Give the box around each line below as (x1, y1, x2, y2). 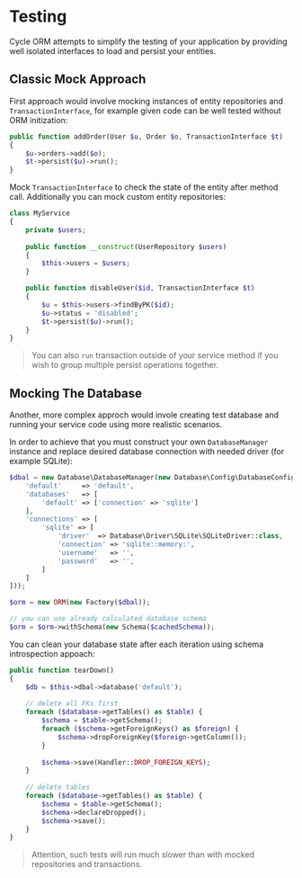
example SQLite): (9, 456, 74, 467)
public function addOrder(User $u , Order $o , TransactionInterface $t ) (9, 132, 283, 141)
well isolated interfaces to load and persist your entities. (9, 45, 217, 56)
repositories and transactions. (31, 859, 142, 870)
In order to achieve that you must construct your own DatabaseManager (9, 436, 269, 447)
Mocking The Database (9, 385, 142, 401)
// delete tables (25, 783, 91, 793)
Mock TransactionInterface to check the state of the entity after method (9, 182, 279, 193)
